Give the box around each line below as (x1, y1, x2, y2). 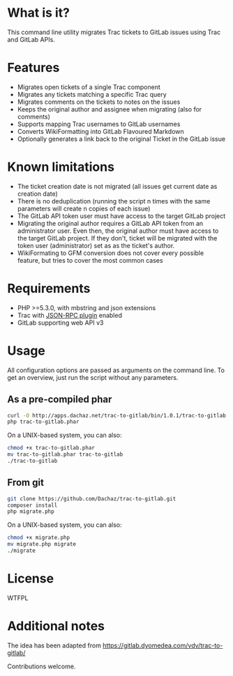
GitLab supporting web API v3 (17, 318, 104, 327)
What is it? (7, 5, 70, 21)
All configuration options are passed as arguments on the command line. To (7, 366, 225, 374)
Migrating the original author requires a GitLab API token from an (17, 219, 204, 227)
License (7, 571, 54, 587)
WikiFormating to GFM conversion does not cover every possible (17, 249, 204, 257)
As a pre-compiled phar (7, 394, 112, 406)
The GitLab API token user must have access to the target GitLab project (17, 211, 226, 220)
